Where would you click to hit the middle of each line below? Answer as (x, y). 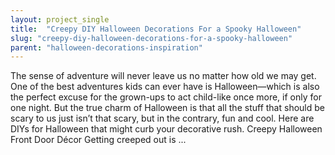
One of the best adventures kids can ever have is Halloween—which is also (165, 87)
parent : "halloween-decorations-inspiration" (106, 47)
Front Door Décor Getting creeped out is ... (98, 140)
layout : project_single (60, 19)
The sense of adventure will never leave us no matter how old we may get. (163, 76)
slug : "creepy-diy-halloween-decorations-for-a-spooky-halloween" (151, 38)
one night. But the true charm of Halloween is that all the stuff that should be (167, 108)
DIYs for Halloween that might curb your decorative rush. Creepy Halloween (166, 129)
